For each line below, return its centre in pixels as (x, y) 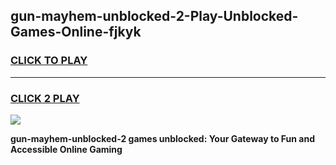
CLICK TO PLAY (49, 61)
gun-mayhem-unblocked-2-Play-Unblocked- (154, 16)
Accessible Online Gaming (66, 149)
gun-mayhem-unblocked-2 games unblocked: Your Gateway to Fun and (162, 138)
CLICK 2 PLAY (45, 98)
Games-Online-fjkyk (76, 32)
